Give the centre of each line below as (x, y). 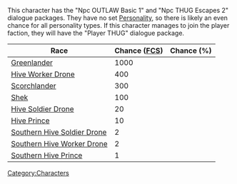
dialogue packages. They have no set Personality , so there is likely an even (118, 18)
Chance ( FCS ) (139, 51)
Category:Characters (38, 173)
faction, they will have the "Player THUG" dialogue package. (96, 33)
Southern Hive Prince (47, 155)
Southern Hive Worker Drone (60, 144)
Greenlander (32, 62)
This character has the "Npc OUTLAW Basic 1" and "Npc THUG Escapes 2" (118, 10)
